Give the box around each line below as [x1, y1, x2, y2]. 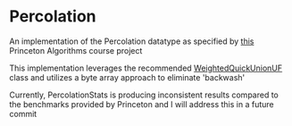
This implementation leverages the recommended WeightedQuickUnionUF [9, 63, 283, 73]
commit [9, 108, 38, 119]
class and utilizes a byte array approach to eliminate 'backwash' [9, 71, 246, 82]
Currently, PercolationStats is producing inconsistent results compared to [9, 89, 279, 100]
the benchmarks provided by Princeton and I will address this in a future [9, 98, 274, 109]
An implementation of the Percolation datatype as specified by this [9, 36, 254, 46]
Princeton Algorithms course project [9, 45, 143, 55]
